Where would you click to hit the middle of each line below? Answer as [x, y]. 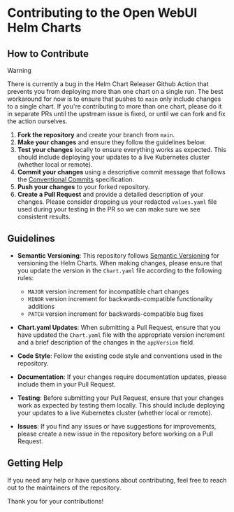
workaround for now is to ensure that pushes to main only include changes [114, 99]
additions [41, 306]
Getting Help [35, 463]
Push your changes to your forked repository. [83, 187]
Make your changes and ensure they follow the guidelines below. [111, 142]
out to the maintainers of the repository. [64, 487]
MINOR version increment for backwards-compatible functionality [120, 298]
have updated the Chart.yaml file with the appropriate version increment [121, 335]
